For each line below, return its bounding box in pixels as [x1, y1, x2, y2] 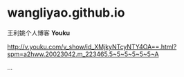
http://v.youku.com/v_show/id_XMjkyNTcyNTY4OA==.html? [7, 42, 177, 51]
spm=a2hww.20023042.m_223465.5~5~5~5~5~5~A [7, 50, 159, 58]
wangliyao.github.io [7, 5, 125, 21]
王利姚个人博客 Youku [7, 28, 71, 37]
